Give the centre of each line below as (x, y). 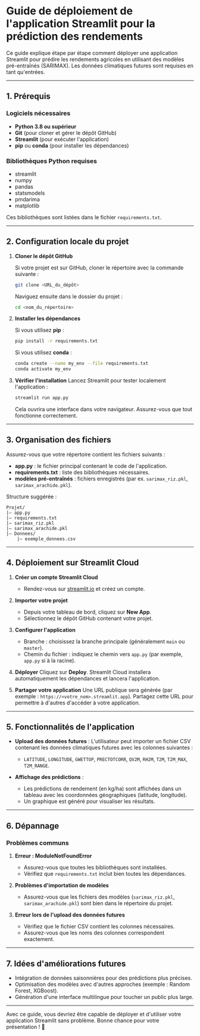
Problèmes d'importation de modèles (62, 885)
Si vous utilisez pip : (39, 330)
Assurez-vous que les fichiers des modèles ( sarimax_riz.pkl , (99, 897)
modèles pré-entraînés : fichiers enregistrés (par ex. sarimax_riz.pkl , (101, 479)
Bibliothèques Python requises (51, 161)
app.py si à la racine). (50, 660)
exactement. (39, 939)
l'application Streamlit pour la (81, 24)
